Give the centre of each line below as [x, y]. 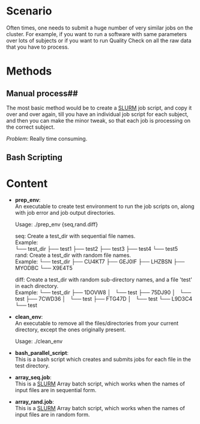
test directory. [32, 366]
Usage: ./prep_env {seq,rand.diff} [56, 224]
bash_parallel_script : [42, 353]
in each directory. [37, 286]
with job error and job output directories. [65, 213]
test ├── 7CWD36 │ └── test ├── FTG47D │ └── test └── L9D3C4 [104, 299]
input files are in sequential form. [56, 390]
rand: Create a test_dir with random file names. [73, 255]
